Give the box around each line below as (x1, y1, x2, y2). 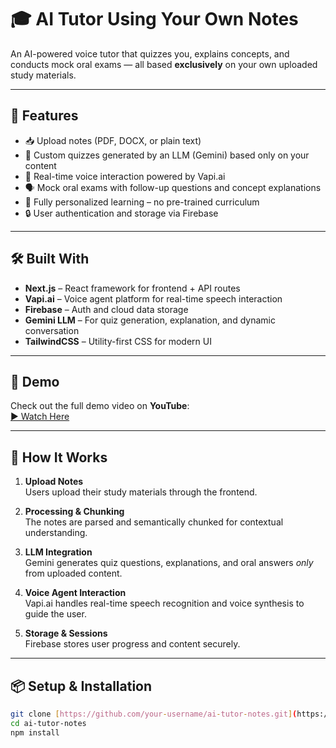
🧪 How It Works (10, 449, 108, 466)
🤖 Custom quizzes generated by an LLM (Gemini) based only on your (24, 149, 310, 161)
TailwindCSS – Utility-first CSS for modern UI (24, 335, 212, 347)
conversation (24, 324, 80, 336)
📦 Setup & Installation (10, 677, 153, 695)
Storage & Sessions (24, 627, 108, 640)
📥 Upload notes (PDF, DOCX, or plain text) (24, 134, 202, 146)
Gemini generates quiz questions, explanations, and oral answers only (24, 557, 314, 569)
